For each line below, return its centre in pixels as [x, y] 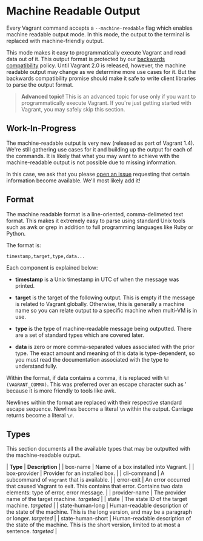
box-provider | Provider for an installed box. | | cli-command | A [85, 473]
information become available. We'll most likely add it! [73, 181]
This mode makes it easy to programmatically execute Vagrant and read [96, 52]
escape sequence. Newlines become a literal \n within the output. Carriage [100, 409]
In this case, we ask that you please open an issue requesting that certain [98, 174]
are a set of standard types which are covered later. [79, 335]
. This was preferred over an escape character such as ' [117, 384]
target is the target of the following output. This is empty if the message [105, 297]
